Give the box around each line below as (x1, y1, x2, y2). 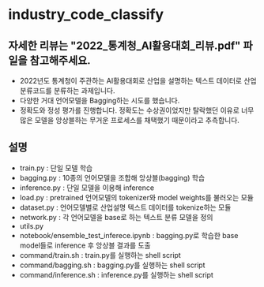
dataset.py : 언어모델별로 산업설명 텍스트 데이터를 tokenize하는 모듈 (19, 203, 232, 212)
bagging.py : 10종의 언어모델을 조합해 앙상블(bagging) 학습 (19, 173, 206, 182)
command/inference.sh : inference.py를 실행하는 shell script (19, 270, 213, 279)
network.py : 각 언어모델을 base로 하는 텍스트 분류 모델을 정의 (19, 212, 213, 222)
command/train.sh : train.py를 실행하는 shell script (19, 250, 182, 259)
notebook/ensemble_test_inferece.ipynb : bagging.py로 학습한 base (19, 230, 239, 240)
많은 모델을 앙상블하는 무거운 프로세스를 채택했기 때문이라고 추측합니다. (19, 116, 239, 125)
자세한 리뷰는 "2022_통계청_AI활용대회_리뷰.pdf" (8, 39, 241, 52)
